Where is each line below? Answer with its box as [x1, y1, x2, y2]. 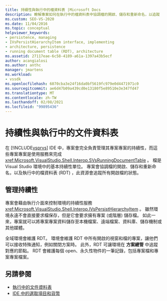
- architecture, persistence [5, 44, 66, 49]
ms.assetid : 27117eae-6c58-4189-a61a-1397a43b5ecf [5, 53, 112, 59]
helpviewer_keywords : [5, 30, 50, 35]
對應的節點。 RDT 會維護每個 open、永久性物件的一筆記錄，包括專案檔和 [5, 247, 154, 254]
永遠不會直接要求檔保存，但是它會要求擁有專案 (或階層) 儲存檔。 [9, 212, 142, 218]
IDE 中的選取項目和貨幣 [12, 290, 61, 296]
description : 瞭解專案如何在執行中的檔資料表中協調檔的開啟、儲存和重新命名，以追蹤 [5, 12, 160, 17]
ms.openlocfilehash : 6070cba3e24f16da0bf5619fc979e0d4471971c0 [5, 81, 139, 86]
